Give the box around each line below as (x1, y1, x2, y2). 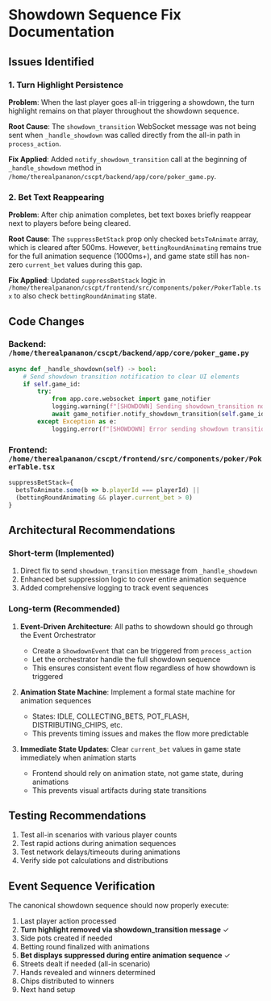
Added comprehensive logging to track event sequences (19, 583, 209, 593)
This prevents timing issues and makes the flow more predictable (31, 728, 249, 738)
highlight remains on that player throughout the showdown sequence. (8, 106, 240, 115)
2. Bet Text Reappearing (8, 191, 105, 202)
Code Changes (8, 315, 85, 328)
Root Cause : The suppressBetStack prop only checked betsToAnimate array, (8, 234, 259, 244)
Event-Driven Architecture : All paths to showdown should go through (19, 621, 253, 631)
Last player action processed (19, 916, 117, 926)
